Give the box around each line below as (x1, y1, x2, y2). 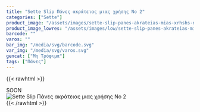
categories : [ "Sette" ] (6, 14, 62, 20)
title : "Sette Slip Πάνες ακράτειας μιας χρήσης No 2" (6, 8, 145, 15)
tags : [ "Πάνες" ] (6, 58, 46, 64)
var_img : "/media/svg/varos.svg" (6, 48, 89, 54)
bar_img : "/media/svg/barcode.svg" (6, 42, 95, 48)
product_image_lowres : (6, 25, 62, 32)
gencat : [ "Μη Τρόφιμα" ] (6, 53, 65, 59)
